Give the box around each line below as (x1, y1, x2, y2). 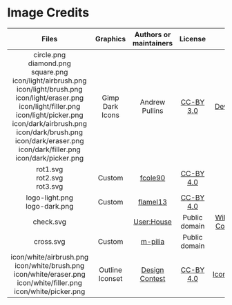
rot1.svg (35, 164, 64, 173)
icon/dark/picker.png (15, 153, 84, 162)
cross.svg (33, 236, 66, 246)
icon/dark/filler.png (18, 145, 81, 154)
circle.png (33, 50, 66, 59)
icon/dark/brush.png (16, 127, 84, 137)
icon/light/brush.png (16, 84, 83, 94)
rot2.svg (35, 173, 64, 182)
